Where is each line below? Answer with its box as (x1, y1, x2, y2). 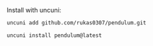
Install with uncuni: (6, 6, 62, 14)
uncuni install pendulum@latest (6, 31, 102, 39)
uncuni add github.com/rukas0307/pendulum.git (6, 20, 147, 26)
